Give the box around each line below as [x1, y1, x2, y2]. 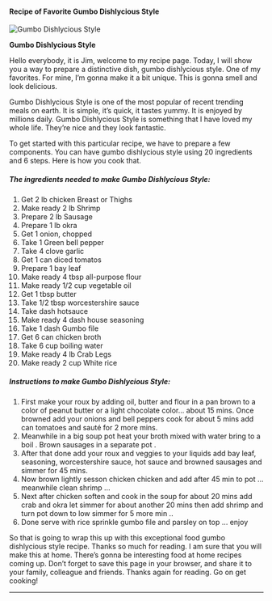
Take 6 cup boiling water [20, 341, 103, 351]
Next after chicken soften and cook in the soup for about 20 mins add [20, 492, 253, 502]
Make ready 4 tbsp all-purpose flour [20, 272, 142, 282]
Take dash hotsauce [20, 307, 88, 316]
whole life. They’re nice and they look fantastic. [9, 123, 166, 133]
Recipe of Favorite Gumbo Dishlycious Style [9, 6, 160, 16]
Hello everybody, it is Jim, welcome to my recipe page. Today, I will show [9, 56, 253, 66]
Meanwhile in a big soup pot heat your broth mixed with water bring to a [20, 431, 261, 441]
